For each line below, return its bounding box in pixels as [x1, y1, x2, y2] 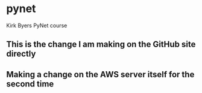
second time [6, 79, 54, 89]
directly [6, 49, 36, 59]
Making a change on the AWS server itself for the [6, 69, 195, 80]
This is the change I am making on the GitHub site [6, 39, 196, 50]
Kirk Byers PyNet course [6, 22, 68, 29]
